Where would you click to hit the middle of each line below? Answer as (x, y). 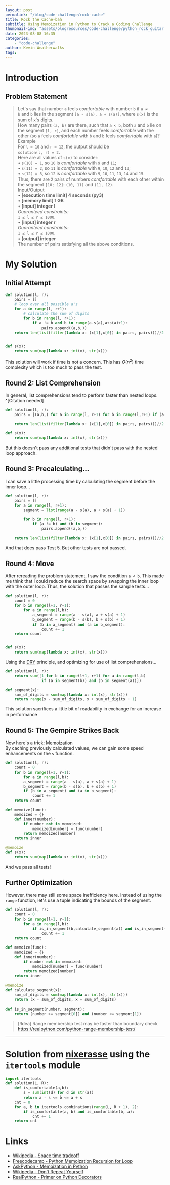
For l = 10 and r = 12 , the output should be (63, 146)
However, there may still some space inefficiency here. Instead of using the (83, 895)
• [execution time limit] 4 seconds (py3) (60, 195)
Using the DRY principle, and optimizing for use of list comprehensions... (81, 662)
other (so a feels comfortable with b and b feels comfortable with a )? (89, 136)
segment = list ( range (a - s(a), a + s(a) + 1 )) (74, 510)
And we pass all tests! (28, 867)
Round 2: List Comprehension (53, 383)
